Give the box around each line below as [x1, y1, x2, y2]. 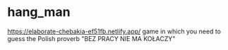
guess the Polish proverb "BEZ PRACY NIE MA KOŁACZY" [7, 34, 176, 42]
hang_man [7, 4, 71, 20]
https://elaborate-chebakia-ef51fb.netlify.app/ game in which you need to [7, 27, 221, 35]
